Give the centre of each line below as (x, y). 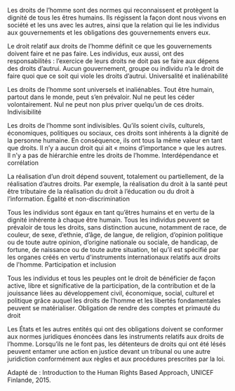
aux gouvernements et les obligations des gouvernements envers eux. (109, 32)
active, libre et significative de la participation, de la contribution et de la (112, 286)
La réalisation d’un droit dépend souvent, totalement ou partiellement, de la (116, 176)
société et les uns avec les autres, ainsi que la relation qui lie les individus (113, 25)
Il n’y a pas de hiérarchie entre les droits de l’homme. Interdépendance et (113, 155)
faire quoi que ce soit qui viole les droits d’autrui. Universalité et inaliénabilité (118, 76)
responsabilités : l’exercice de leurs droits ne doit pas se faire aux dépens (113, 61)
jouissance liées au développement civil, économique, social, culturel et (111, 293)
